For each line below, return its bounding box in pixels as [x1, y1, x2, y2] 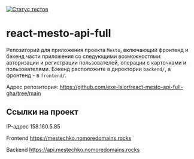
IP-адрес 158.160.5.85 [6, 123, 61, 130]
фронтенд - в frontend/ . [6, 72, 67, 79]
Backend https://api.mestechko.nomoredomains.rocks [6, 146, 140, 153]
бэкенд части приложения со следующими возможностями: [6, 53, 162, 60]
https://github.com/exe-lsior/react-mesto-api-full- [59, 83, 183, 90]
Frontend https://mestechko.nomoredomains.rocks [6, 134, 132, 142]
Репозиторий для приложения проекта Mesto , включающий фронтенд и [6, 46, 189, 53]
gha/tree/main [6, 90, 41, 97]
